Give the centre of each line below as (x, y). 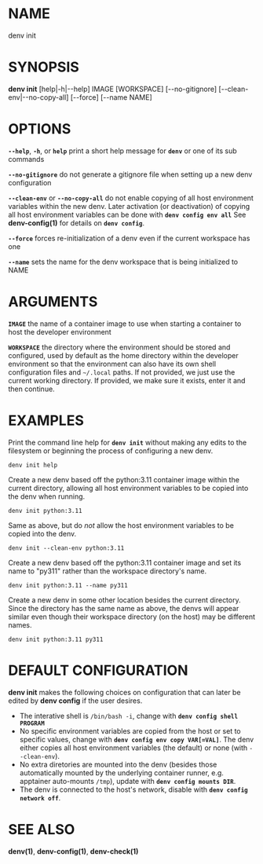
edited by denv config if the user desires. (75, 701)
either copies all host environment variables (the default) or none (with (133, 748)
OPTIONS (40, 129)
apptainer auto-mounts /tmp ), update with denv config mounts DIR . (128, 781)
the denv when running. (47, 496)
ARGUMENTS (53, 302)
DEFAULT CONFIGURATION (98, 670)
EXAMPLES (46, 420)
